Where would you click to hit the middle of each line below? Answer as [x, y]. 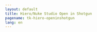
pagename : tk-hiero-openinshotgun [40, 18]
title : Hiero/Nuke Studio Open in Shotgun [48, 14]
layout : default [21, 9]
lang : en [14, 22]
